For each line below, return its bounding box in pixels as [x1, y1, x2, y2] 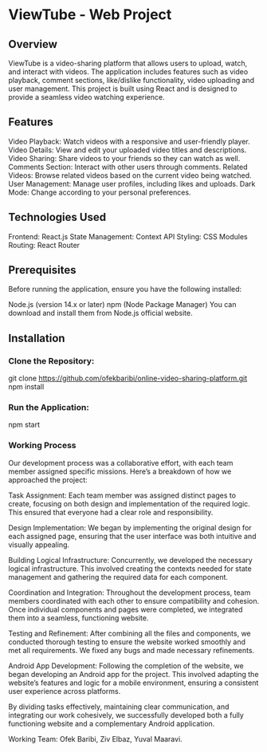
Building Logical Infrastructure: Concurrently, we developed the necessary [8, 555, 253, 565]
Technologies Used [8, 211, 106, 224]
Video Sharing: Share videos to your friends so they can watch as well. [8, 153, 241, 163]
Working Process [8, 440, 77, 451]
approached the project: [8, 474, 88, 484]
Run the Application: [8, 402, 89, 413]
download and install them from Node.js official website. [8, 309, 193, 318]
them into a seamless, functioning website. [8, 612, 149, 623]
